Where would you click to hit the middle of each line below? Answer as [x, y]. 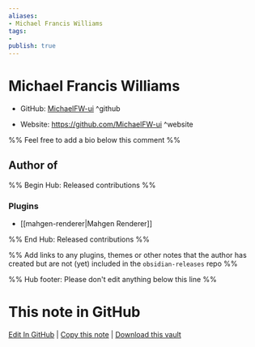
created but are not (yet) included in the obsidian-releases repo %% [123, 263]
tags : [17, 31]
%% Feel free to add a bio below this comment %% [94, 140]
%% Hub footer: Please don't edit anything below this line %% [113, 280]
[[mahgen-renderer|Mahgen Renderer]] [86, 224]
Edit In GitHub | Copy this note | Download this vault [95, 335]
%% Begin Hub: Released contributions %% [82, 185]
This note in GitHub [74, 312]
